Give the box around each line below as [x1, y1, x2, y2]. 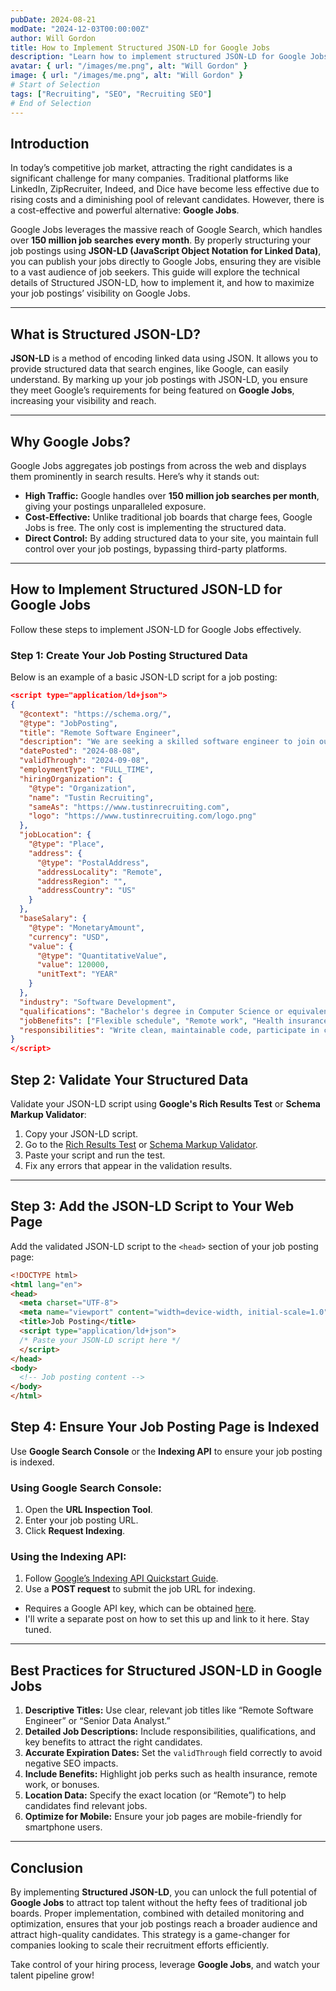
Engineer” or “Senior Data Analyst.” [24, 1715, 171, 1727]
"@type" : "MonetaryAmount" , [28, 922, 145, 933]
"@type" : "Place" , [28, 839, 105, 850]
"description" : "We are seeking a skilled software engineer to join [19, 737, 315, 747]
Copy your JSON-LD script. [24, 1127, 138, 1140]
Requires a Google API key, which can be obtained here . [24, 1602, 257, 1615]
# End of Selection [10, 98, 92, 108]
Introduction [10, 135, 90, 152]
